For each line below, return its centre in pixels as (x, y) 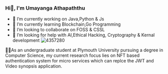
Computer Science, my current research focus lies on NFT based (72, 55)
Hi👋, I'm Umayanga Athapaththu (45, 8)
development (26, 40)
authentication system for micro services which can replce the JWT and (79, 61)
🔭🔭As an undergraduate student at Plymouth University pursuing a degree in (84, 50)
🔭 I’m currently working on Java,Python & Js (58, 19)
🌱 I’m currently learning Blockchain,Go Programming (66, 24)
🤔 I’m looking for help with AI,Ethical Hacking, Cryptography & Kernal (83, 35)
